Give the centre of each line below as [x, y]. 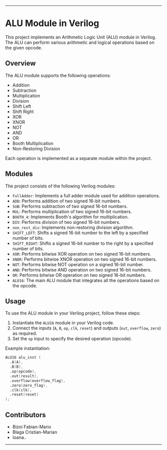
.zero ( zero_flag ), [29, 385]
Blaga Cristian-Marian [35, 432]
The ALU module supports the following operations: [58, 75]
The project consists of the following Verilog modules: [60, 186]
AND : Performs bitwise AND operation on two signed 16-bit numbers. [82, 270]
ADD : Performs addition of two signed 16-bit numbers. [67, 201]
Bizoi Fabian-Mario [32, 427]
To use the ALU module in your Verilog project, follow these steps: [73, 313]
